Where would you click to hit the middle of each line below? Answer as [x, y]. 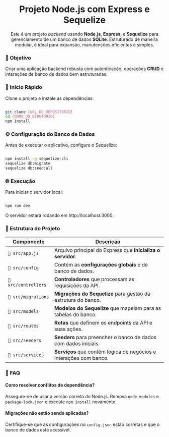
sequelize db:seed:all [29, 168]
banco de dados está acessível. [38, 429]
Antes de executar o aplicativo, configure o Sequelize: [61, 145]
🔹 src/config [23, 268]
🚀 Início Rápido [24, 87]
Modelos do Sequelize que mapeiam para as [108, 308]
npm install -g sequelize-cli [37, 159]
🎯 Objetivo [18, 58]
